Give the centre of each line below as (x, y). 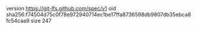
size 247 (41, 21)
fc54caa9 (18, 21)
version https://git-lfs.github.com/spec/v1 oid (61, 8)
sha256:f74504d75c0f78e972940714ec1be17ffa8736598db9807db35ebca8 (98, 14)
